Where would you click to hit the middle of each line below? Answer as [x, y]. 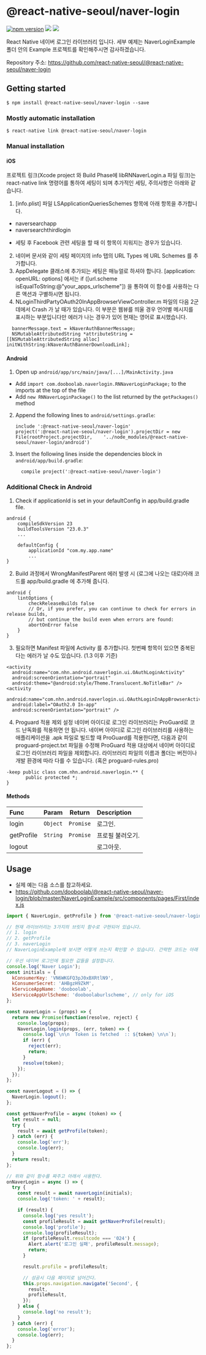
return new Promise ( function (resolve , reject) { [75, 1017]
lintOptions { [35, 598]
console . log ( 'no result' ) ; [57, 1312]
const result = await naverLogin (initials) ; [75, 1193]
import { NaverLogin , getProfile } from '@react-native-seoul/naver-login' [105, 916]
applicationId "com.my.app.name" [71, 550]
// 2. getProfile [29, 939]
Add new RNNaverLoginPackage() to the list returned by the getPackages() [107, 397]
